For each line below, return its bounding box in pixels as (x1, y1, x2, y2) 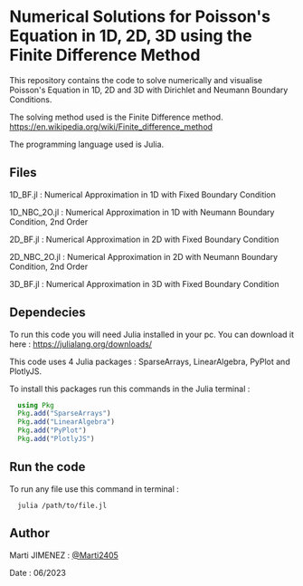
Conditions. (9, 93, 52, 105)
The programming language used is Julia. (9, 139, 165, 149)
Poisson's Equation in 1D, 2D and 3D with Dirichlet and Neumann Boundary (9, 84, 289, 95)
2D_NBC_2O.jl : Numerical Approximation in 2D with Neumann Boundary (9, 251, 279, 262)
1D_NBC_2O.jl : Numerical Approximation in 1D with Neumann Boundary (9, 207, 275, 217)
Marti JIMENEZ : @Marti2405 (9, 550, 119, 561)
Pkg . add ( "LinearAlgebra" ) (17, 418, 116, 427)
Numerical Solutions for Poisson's (9, 6, 271, 27)
